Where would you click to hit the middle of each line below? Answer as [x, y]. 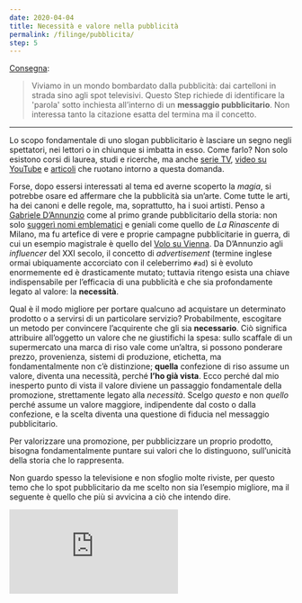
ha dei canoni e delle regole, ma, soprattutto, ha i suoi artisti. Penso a [137, 206]
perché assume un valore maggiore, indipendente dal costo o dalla [133, 405]
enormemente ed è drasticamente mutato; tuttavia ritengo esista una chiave [150, 273]
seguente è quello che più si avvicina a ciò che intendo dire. [120, 497]
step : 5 [24, 43]
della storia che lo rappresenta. [67, 461]
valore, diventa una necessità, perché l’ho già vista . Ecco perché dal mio [144, 376]
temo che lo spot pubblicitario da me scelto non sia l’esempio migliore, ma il [149, 488]
